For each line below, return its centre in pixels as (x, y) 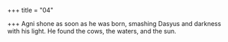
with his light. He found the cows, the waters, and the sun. (92, 31)
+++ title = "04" (30, 10)
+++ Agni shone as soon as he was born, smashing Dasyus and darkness (114, 23)
